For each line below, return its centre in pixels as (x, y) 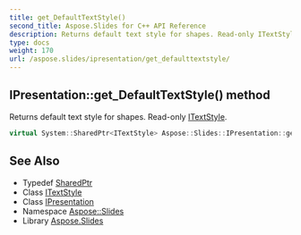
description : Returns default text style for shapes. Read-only (132, 34)
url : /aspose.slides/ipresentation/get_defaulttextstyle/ (120, 59)
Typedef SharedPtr (57, 182)
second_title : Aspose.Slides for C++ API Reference (107, 26)
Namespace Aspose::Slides (73, 211)
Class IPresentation (58, 201)
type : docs (30, 42)
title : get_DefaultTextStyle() (68, 17)
